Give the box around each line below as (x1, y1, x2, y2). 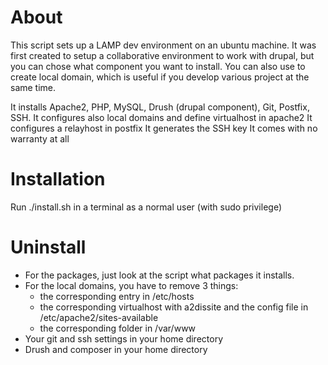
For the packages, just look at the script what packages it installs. (24, 269, 295, 281)
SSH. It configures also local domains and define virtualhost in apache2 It (10, 111, 313, 123)
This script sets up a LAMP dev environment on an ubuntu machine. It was (10, 39, 317, 51)
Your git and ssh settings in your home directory (24, 332, 223, 345)
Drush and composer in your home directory (24, 343, 208, 355)
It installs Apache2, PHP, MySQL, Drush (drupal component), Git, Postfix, (10, 101, 310, 113)
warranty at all (10, 132, 70, 145)
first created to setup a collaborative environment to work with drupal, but (10, 49, 315, 61)
